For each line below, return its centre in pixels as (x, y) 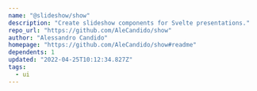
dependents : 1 (32, 52)
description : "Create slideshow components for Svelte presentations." (129, 23)
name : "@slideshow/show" (49, 15)
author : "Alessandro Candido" (58, 38)
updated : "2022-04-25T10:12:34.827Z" (71, 60)
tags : (17, 67)
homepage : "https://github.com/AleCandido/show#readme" (102, 45)
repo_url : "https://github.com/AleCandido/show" (90, 30)
